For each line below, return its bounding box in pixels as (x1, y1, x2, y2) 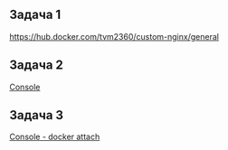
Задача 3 (9, 108, 64, 123)
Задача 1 (9, 7, 62, 23)
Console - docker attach (9, 131, 100, 143)
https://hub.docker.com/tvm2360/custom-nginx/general (9, 31, 220, 42)
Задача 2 (9, 58, 63, 73)
